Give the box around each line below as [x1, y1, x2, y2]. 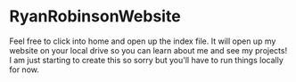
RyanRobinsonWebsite [9, 6, 181, 27]
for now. [9, 64, 40, 75]
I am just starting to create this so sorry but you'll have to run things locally [9, 54, 284, 65]
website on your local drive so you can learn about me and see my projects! [9, 45, 288, 55]
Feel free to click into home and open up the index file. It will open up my [9, 36, 276, 46]
